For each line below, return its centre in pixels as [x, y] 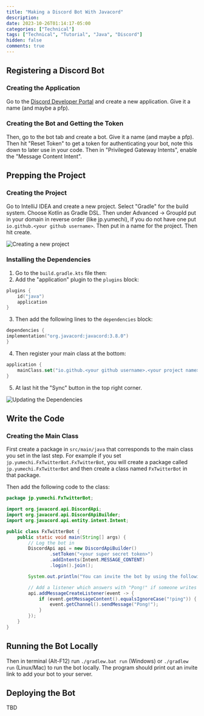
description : [23, 18]
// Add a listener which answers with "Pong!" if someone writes [113, 587]
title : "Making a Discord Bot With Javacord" [65, 12]
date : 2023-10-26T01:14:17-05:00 [49, 23]
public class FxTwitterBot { [43, 531]
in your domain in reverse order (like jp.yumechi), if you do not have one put [101, 219]
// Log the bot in [51, 543]
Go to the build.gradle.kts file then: [61, 273]
